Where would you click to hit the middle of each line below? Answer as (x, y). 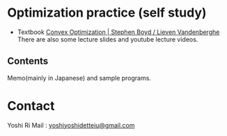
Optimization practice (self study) (107, 13)
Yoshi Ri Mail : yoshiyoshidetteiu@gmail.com (71, 125)
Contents (28, 61)
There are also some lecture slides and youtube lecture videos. (108, 39)
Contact (31, 106)
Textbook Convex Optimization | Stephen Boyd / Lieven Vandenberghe (118, 32)
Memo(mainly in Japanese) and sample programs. (79, 78)
